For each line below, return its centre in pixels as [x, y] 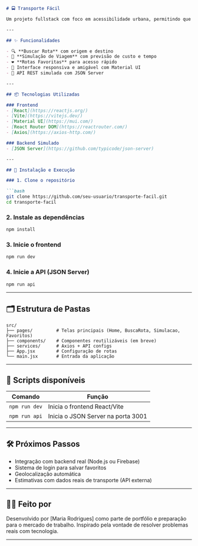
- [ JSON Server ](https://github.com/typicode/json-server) [80, 148]
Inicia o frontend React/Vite [86, 407]
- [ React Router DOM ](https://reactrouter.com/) [67, 127]
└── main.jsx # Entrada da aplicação [60, 357]
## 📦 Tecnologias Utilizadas [43, 94]
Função [98, 397]
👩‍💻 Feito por [29, 504]
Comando [26, 397]
